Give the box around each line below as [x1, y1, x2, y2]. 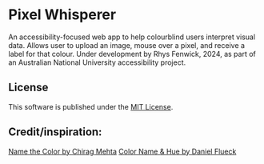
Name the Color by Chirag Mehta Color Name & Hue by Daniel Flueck [8, 146, 237, 156]
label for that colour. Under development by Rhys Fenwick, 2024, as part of [8, 49, 256, 58]
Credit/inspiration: [8, 126, 102, 139]
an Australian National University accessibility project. [8, 58, 186, 67]
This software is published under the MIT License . [8, 102, 174, 111]
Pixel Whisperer [8, 6, 117, 24]
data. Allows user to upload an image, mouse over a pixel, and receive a [8, 40, 246, 50]
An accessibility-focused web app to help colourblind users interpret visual [8, 32, 256, 42]
